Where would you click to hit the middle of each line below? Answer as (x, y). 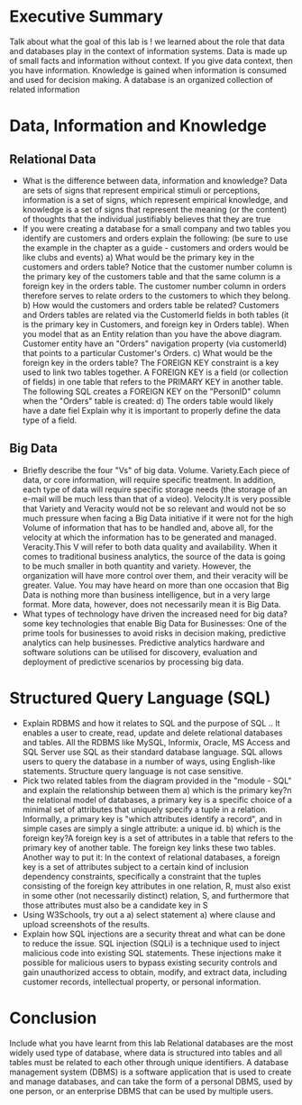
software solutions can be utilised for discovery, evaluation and (140, 652)
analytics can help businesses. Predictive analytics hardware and (144, 643)
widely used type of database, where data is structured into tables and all (146, 1053)
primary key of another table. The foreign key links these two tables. (149, 847)
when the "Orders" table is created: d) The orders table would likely (148, 401)
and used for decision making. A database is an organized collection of (141, 79)
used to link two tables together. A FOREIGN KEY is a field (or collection (155, 372)
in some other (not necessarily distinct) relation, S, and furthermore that (156, 895)
